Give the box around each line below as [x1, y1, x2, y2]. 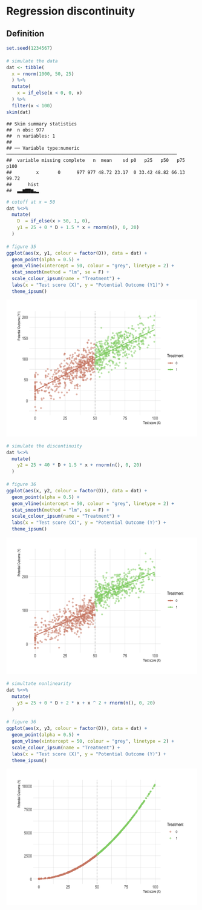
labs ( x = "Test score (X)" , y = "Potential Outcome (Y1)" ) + [11, 282, 169, 288]
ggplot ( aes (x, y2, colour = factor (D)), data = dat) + [6, 487, 148, 493]
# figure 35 [6, 244, 36, 250]
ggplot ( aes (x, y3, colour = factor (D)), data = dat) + [6, 726, 148, 732]
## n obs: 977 [6, 127, 45, 133]
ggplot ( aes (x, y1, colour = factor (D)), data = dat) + [6, 250, 148, 256]
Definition [6, 28, 44, 39]
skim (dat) [6, 109, 31, 115]
